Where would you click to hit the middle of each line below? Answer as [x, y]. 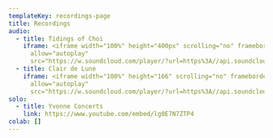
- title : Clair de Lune [56, 69]
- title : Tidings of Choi [60, 39]
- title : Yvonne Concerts [60, 106]
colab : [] [25, 122]
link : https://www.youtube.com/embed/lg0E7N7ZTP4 [109, 114]
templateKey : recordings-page [60, 16]
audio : [19, 31]
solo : [17, 99]
